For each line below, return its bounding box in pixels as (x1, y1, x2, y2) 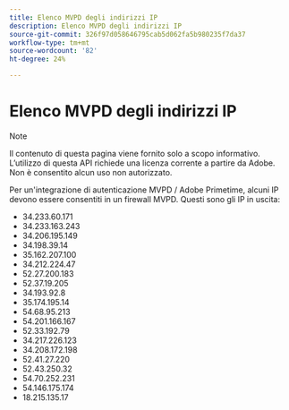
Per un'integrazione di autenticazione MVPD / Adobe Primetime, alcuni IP (9, 184, 279, 195)
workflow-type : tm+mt (9, 38, 90, 47)
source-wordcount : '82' (9, 47, 98, 56)
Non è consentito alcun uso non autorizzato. (9, 167, 173, 177)
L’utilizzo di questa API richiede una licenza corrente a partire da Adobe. (9, 158, 276, 168)
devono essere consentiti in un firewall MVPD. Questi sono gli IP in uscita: (9, 193, 280, 204)
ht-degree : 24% (9, 55, 66, 64)
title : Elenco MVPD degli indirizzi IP (9, 13, 158, 22)
